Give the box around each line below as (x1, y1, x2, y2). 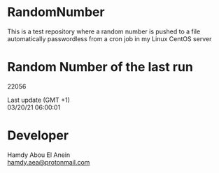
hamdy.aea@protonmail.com (7, 158, 90, 166)
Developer (7, 128, 69, 144)
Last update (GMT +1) (7, 96, 70, 104)
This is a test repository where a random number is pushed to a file (7, 27, 201, 36)
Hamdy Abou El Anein (7, 151, 71, 159)
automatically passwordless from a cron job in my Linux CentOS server (7, 34, 212, 43)
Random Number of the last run (7, 59, 194, 75)
